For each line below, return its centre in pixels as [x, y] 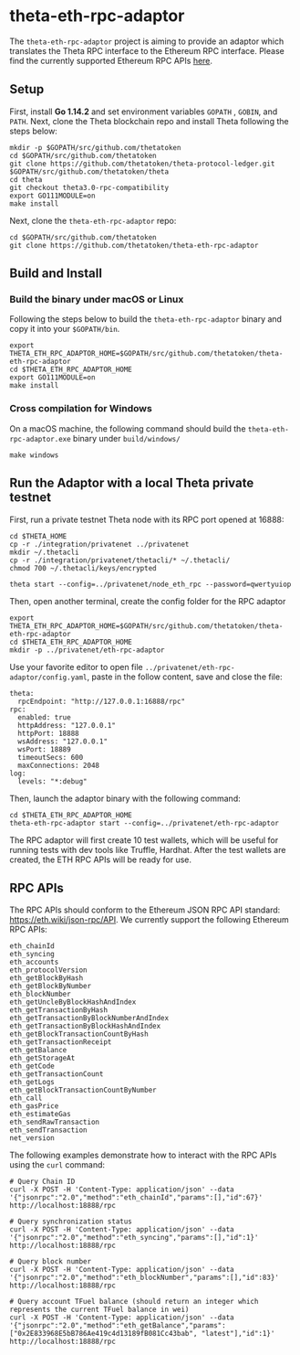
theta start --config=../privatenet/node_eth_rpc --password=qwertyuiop [150, 584]
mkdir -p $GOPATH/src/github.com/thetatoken [95, 147]
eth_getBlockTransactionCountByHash [79, 1034]
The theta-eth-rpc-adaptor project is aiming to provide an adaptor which [147, 41]
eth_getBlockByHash [47, 978]
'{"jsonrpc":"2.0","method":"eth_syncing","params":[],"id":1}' [134, 1238]
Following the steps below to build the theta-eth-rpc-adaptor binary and [146, 319]
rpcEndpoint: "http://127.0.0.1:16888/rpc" [101, 701]
